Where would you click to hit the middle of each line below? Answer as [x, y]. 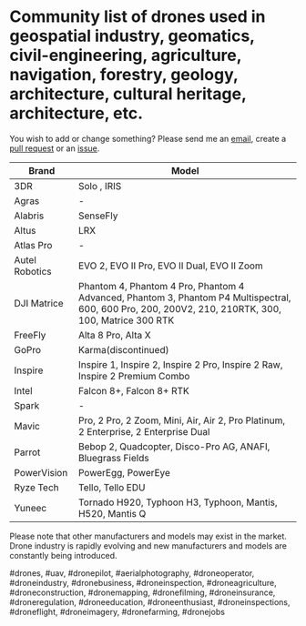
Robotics [33, 271]
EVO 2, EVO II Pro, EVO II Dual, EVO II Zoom [171, 266]
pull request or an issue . [55, 148]
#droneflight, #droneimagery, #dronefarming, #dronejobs [117, 611]
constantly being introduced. [63, 555]
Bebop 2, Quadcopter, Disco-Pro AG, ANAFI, [174, 446]
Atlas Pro [33, 245]
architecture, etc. [76, 113]
